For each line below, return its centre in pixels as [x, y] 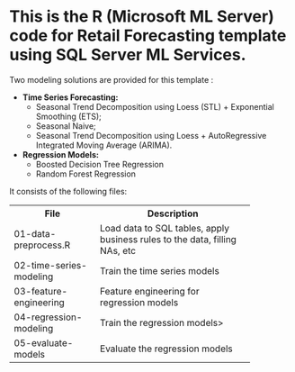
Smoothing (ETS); [68, 116]
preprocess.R [42, 245]
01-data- [35, 233]
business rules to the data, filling [168, 239]
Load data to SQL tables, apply [165, 228]
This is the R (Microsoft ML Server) [142, 17]
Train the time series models [160, 270]
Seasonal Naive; [66, 126]
